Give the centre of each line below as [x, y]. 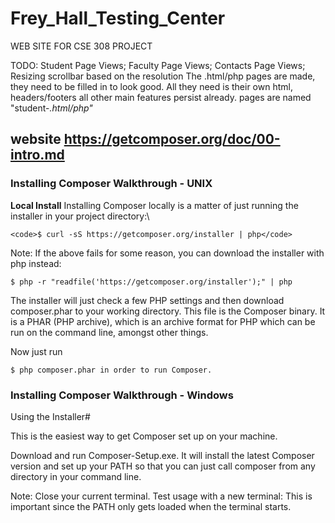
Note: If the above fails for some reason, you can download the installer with [167, 253]
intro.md [37, 155]
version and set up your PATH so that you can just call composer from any [163, 466]
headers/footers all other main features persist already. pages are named [161, 97]
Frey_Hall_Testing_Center [118, 18]
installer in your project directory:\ [80, 216]
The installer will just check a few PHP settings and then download [147, 300]
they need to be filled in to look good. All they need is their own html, [151, 86]
